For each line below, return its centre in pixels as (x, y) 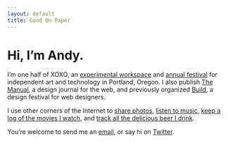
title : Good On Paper (39, 20)
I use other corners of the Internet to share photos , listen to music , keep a (114, 111)
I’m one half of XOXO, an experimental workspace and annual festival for (113, 75)
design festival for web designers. (57, 97)
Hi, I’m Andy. (45, 55)
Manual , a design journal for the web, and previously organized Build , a (110, 89)
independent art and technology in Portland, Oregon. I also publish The (110, 82)
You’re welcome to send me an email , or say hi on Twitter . (91, 132)
